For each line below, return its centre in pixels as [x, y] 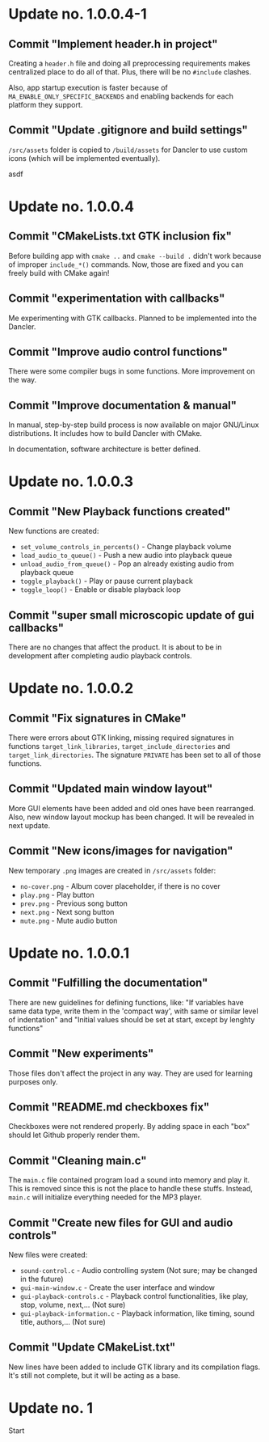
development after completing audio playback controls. [100, 656]
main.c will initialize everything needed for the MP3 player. [105, 1197]
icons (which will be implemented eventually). [84, 158]
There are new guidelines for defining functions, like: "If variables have [126, 1002]
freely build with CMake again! [59, 273]
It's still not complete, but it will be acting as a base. [94, 1375]
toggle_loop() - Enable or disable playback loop [101, 590]
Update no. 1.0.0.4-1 [78, 14]
